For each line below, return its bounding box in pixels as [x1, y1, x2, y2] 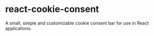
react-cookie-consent [5, 3, 99, 15]
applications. [5, 25, 32, 31]
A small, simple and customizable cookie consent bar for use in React [5, 20, 149, 26]
